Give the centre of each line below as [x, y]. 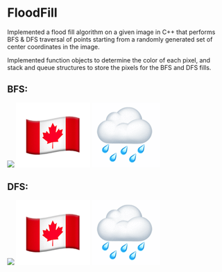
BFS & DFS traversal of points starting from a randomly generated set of [110, 39]
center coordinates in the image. [53, 46]
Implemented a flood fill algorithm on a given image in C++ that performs [111, 32]
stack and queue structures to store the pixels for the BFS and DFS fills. [109, 67]
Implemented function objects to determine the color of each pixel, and [109, 60]
